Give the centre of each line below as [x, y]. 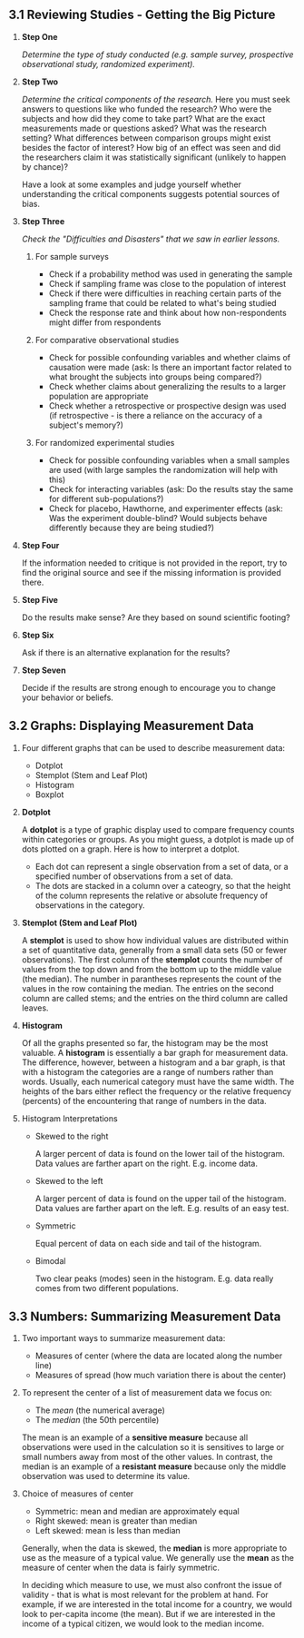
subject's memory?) [86, 425]
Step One [39, 36]
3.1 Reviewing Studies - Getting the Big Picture [142, 15]
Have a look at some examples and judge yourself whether [132, 184]
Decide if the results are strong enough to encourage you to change [148, 687]
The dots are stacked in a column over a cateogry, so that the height [163, 885]
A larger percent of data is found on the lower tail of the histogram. [160, 1153]
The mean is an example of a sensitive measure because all [135, 1437]
